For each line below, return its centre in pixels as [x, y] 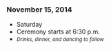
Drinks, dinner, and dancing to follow [60, 40]
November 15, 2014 [40, 10]
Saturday [29, 25]
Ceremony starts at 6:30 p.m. [58, 32]
